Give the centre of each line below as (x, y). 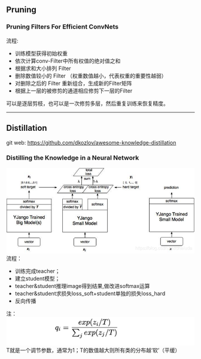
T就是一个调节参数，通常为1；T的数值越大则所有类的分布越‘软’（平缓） (93, 350)
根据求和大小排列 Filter (43, 68)
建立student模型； (37, 279)
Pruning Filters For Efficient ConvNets (62, 27)
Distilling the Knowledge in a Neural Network (73, 158)
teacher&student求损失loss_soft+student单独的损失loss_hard (90, 294)
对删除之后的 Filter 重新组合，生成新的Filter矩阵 (73, 83)
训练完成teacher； (38, 271)
